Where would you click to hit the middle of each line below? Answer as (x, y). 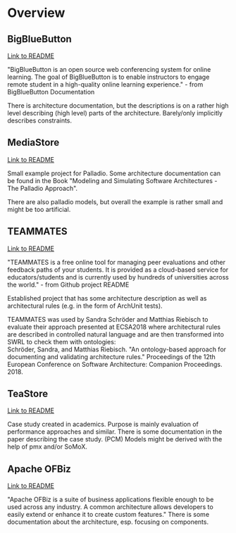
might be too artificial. (39, 209)
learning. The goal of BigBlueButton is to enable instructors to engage (108, 77)
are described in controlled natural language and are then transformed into (116, 334)
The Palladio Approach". (43, 188)
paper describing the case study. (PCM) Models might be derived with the (115, 439)
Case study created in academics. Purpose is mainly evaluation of (103, 425)
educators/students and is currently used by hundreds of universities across (118, 277)
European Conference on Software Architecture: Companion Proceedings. (115, 364)
